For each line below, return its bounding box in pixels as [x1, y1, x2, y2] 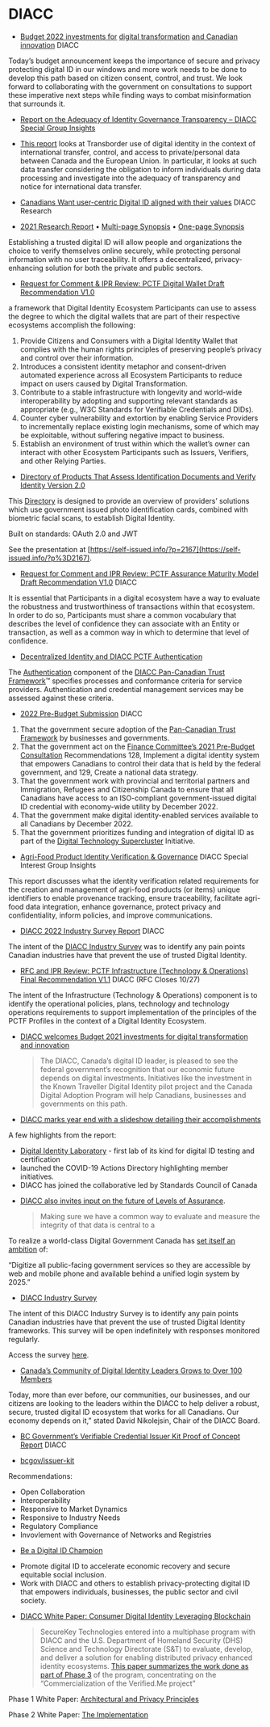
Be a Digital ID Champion [19, 1545, 103, 1555]
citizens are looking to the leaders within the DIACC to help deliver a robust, [8, 1398, 260, 1408]
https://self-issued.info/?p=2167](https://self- [89, 544, 241, 554]
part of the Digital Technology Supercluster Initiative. [19, 836, 196, 846]
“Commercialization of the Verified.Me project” [39, 1678, 196, 1688]
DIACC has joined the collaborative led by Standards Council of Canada [19, 1180, 258, 1189]
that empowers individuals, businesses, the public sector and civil [19, 1586, 239, 1597]
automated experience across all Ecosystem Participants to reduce [19, 369, 243, 380]
